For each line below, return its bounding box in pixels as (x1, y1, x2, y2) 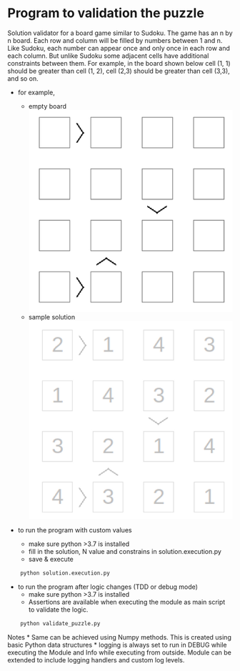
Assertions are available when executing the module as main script (28, 597, 226, 606)
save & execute (28, 555, 74, 563)
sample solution (28, 313, 76, 322)
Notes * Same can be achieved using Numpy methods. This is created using (7, 632, 232, 641)
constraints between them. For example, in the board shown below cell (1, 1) (7, 59, 231, 67)
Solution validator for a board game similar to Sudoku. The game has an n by (7, 29, 234, 37)
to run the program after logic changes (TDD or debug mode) (17, 582, 199, 591)
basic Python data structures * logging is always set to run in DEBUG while (7, 640, 227, 649)
